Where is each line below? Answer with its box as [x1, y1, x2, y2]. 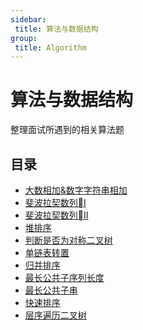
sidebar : [10, 14, 47, 25]
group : [10, 33, 38, 43]
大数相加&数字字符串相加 [24, 184, 128, 196]
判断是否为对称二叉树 [24, 234, 113, 246]
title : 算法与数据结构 [14, 24, 99, 34]
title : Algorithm [14, 42, 87, 53]
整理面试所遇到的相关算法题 [10, 124, 125, 136]
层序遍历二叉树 [24, 309, 87, 321]
